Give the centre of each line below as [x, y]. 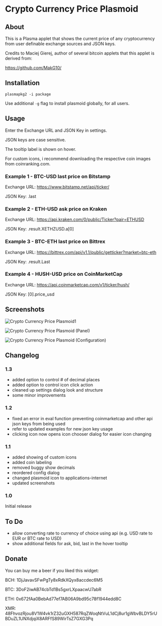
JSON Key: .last [21, 196]
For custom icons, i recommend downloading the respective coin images [78, 159]
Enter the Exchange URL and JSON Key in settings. [56, 130]
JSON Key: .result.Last [27, 262]
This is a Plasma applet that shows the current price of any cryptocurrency [80, 38]
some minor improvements [39, 395]
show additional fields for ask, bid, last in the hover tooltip [70, 544]
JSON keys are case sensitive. [36, 140]
